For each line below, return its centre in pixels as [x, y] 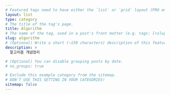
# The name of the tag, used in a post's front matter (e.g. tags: [78, 33]
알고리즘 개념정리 [25, 52]
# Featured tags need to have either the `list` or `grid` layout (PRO [82, 10]
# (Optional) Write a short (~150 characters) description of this [78, 43]
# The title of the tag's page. [39, 24]
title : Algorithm [24, 29]
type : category [21, 19]
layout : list [19, 15]
